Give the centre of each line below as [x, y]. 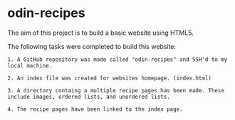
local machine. [30, 65]
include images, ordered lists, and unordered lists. [89, 97]
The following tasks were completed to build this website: [92, 46]
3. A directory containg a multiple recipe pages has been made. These [116, 90]
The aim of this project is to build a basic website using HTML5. [100, 33]
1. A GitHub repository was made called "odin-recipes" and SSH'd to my [117, 59]
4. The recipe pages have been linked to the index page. [95, 109]
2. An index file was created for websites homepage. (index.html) [110, 78]
